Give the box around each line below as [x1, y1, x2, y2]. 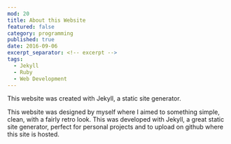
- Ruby [13, 69, 33, 75]
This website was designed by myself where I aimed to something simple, [7, 108, 220, 116]
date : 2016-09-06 [7, 43, 58, 50]
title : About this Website [7, 17, 86, 24]
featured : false [7, 23, 55, 30]
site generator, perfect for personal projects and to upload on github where [7, 123, 224, 131]
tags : [7, 56, 23, 63]
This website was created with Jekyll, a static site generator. [7, 94, 181, 103]
